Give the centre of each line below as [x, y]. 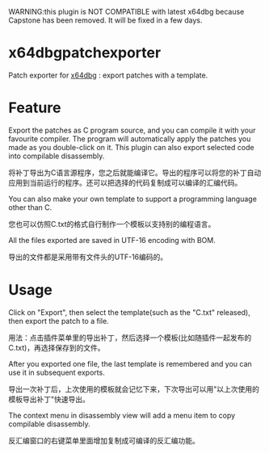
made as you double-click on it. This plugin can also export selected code [131, 147]
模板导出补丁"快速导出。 [49, 399]
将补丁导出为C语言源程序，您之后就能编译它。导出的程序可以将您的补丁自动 [135, 172]
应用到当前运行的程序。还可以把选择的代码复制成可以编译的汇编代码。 [125, 182]
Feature [35, 108]
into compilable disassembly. [57, 156]
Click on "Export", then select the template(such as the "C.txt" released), [129, 312]
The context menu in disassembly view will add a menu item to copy [122, 415]
